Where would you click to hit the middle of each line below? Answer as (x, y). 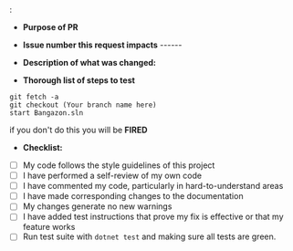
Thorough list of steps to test (78, 80)
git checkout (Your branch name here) (83, 105)
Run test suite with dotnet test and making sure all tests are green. (149, 236)
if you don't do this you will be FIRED (78, 130)
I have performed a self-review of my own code (112, 176)
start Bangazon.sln (47, 113)
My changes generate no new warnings (97, 206)
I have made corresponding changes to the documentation (133, 196)
